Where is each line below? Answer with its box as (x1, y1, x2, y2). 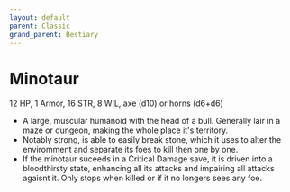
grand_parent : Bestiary (9, 30, 99, 39)
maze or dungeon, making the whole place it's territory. (22, 125, 229, 135)
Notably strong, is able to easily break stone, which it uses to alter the (22, 135, 282, 145)
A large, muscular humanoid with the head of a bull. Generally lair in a (22, 116, 281, 127)
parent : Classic (9, 22, 70, 31)
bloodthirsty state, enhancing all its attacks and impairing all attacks (22, 163, 275, 174)
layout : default (9, 13, 70, 22)
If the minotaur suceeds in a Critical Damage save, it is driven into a (22, 153, 273, 164)
